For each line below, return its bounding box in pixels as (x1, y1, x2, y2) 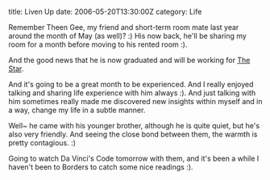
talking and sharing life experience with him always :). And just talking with (8, 88, 256, 98)
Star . (8, 64, 24, 73)
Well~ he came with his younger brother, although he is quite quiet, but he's (8, 121, 260, 130)
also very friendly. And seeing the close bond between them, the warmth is (8, 129, 258, 139)
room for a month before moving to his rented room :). (8, 40, 188, 49)
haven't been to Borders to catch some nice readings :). (8, 162, 193, 172)
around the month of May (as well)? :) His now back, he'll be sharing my (8, 31, 247, 40)
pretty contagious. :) (8, 138, 77, 148)
